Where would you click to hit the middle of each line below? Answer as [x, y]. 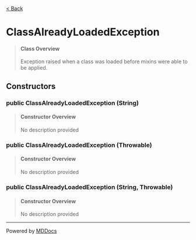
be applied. [34, 68]
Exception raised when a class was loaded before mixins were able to [104, 61]
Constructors [31, 86]
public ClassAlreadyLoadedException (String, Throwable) [90, 187]
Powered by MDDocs [32, 231]
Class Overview [40, 49]
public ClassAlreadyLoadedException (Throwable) [79, 145]
